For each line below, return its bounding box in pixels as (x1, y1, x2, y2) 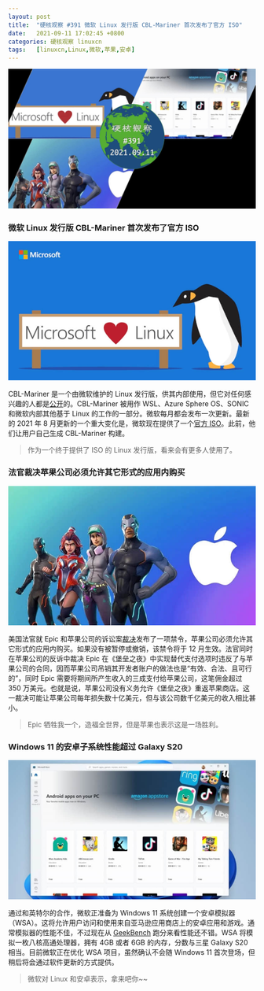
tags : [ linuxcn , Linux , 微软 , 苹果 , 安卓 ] (8, 46, 135, 54)
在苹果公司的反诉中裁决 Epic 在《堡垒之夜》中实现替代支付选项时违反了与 (8, 653, 247, 663)
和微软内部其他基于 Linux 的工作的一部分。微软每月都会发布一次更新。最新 (8, 409, 250, 419)
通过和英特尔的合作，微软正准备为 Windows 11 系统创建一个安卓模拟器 (8, 908, 236, 918)
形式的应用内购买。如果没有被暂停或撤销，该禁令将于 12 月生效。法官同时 (14, 644, 254, 653)
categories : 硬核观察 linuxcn (8, 38, 102, 46)
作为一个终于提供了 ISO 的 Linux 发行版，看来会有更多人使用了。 (27, 446, 237, 455)
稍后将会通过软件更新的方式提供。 (8, 957, 119, 967)
